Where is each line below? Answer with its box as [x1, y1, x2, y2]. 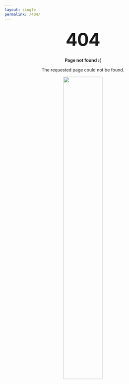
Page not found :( [64, 57, 101, 63]
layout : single [4, 7, 36, 12]
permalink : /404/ [4, 12, 41, 17]
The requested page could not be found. [41, 66, 125, 72]
